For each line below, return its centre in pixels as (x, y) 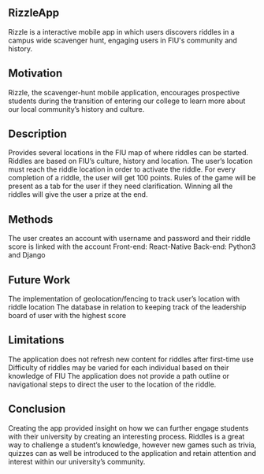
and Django (27, 255)
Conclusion (37, 409)
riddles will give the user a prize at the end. (78, 194)
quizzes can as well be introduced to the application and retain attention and (132, 453)
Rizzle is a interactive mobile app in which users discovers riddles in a (121, 31)
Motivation (35, 74)
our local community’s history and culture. (76, 109)
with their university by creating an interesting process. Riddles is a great (126, 436)
